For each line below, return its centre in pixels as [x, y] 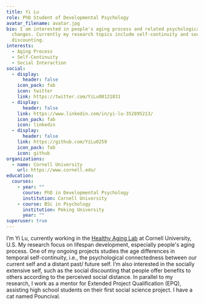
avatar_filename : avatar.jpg [43, 23]
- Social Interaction [39, 63]
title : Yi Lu [23, 12]
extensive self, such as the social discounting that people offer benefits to [99, 270]
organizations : [25, 159]
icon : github [34, 153]
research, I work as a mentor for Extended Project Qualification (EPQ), [94, 283]
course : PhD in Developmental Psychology [76, 193]
